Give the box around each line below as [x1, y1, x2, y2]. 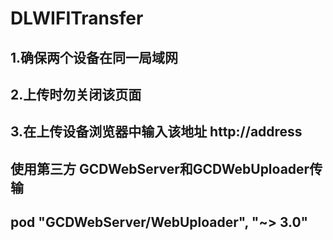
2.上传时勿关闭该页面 [10, 86, 142, 103]
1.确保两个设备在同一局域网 [10, 49, 179, 66]
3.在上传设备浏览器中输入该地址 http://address [10, 123, 303, 141]
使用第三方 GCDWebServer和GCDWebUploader [10, 160, 310, 177]
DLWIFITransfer [10, 7, 144, 30]
